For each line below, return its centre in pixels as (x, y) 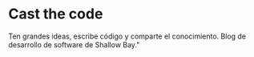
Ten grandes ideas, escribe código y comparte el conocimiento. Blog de (127, 36)
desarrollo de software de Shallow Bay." (74, 44)
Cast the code (56, 14)
